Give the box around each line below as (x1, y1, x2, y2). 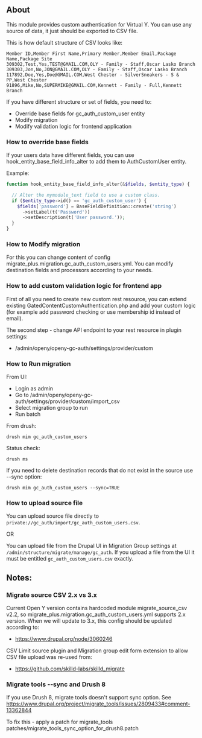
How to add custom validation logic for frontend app (6, 282, 162, 290)
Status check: (6, 445, 40, 451)
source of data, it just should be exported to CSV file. (6, 27, 138, 34)
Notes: (6, 573, 32, 583)
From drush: (6, 422, 37, 429)
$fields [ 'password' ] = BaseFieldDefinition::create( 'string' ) (17, 203, 177, 209)
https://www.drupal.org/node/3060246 (14, 635, 113, 642)
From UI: (6, 374, 28, 380)
